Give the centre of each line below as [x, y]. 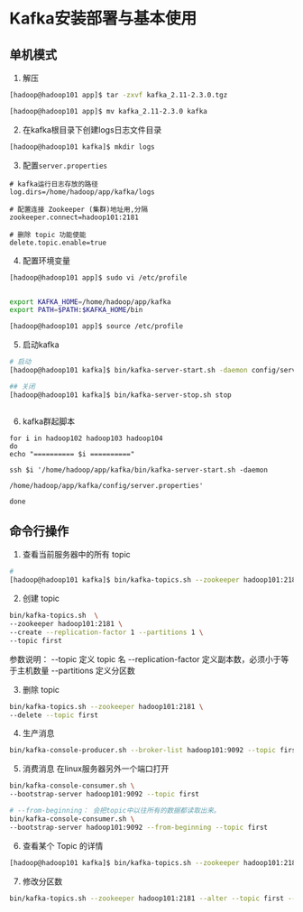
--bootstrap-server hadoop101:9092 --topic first [105, 795]
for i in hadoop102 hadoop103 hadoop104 [87, 438]
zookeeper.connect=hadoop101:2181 [74, 217]
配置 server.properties [65, 165]
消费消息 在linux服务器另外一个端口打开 [96, 769]
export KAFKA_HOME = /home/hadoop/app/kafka [90, 302]
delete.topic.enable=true [58, 243]
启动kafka [41, 345]
